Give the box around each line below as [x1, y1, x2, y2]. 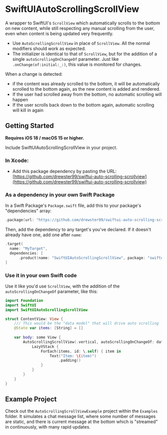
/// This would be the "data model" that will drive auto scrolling [14, 321, 159, 326]
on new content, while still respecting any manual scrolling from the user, [5, 25, 155, 31]
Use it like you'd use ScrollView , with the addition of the [5, 283, 120, 289]
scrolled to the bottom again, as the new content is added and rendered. [12, 86, 161, 92]
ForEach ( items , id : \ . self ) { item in [40, 349, 121, 354]
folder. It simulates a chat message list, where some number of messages [5, 414, 156, 420]
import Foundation [5, 298, 43, 303]
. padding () [58, 358, 81, 363]
